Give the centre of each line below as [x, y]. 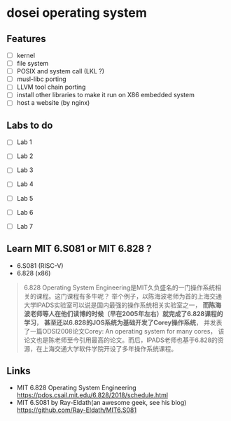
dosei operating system [77, 13]
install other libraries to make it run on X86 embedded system [106, 95]
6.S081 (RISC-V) [40, 265]
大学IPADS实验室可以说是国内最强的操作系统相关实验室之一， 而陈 [119, 305]
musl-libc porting [42, 79]
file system [33, 64]
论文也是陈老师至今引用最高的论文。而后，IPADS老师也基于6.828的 [120, 340]
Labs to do [30, 125]
